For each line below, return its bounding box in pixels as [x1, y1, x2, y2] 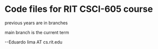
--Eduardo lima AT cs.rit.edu [4, 39, 63, 45]
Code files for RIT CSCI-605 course [4, 3, 153, 15]
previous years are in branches [4, 20, 68, 26]
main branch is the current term [4, 29, 69, 35]
